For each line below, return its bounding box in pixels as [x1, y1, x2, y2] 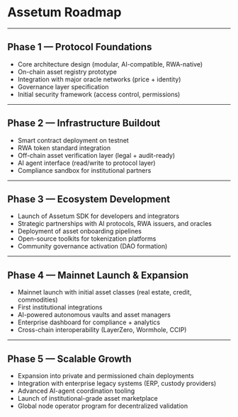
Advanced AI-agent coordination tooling [17, 387, 135, 395]
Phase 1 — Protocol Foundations [7, 41, 152, 53]
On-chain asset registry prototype [17, 67, 118, 76]
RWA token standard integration [17, 143, 111, 152]
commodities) [17, 295, 58, 304]
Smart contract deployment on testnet [17, 136, 129, 144]
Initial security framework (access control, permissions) [17, 90, 181, 98]
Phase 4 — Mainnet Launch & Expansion [7, 269, 189, 281]
